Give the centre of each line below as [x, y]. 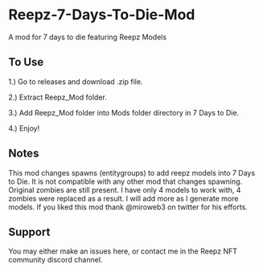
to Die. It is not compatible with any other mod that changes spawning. [125, 181]
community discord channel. [55, 260]
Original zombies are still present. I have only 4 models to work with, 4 [125, 189]
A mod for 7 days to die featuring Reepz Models [88, 37]
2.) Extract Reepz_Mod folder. [58, 97]
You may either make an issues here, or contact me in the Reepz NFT [123, 251]
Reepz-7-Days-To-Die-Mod [102, 15]
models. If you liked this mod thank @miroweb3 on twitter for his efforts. [128, 207]
